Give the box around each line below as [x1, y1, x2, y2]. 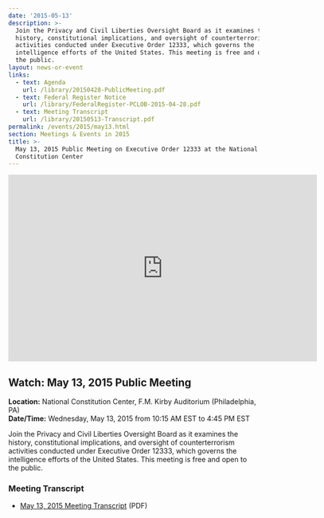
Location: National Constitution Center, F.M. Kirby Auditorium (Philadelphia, [8, 397, 256, 406]
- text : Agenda [15, 78, 66, 86]
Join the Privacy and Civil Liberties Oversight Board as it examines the [8, 430, 239, 439]
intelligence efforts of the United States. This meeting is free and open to [8, 455, 248, 465]
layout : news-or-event [8, 64, 84, 72]
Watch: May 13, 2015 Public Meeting [8, 375, 192, 389]
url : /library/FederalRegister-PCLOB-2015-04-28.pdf [22, 100, 201, 108]
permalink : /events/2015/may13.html [8, 123, 130, 131]
